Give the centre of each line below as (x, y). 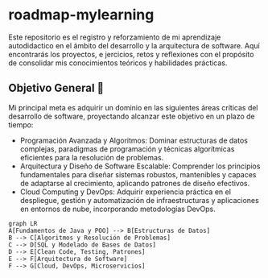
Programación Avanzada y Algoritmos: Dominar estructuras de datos (134, 140)
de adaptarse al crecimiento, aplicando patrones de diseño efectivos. (135, 183)
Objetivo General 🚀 (56, 88)
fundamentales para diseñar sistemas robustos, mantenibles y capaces (138, 174)
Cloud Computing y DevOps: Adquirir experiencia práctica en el (126, 192)
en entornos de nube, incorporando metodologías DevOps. (118, 209)
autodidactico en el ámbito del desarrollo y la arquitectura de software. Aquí (134, 45)
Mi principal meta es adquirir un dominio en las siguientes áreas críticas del (134, 107)
